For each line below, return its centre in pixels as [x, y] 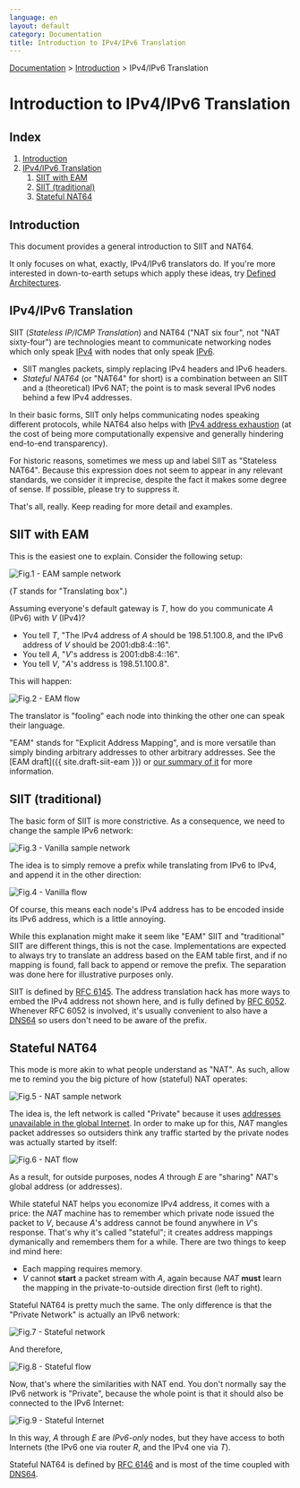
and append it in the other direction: [75, 875]
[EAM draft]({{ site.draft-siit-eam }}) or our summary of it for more [131, 761]
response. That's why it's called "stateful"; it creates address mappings [141, 1233]
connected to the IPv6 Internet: [67, 1403]
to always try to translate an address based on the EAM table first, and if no [149, 955]
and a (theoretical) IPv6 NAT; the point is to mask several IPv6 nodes [149, 388]
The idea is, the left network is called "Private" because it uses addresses [145, 1114]
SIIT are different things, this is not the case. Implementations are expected [148, 945]
